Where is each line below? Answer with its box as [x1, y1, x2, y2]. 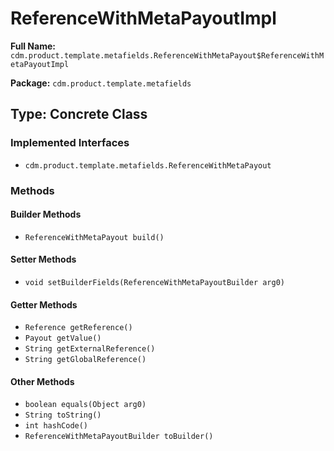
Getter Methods [10, 298, 78, 311]
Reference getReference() [24, 323, 133, 333]
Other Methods [10, 375, 75, 387]
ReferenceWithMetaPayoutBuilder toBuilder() [24, 432, 214, 442]
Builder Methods [10, 208, 82, 221]
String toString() [24, 410, 102, 421]
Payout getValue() [24, 333, 102, 344]
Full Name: [10, 40, 56, 52]
